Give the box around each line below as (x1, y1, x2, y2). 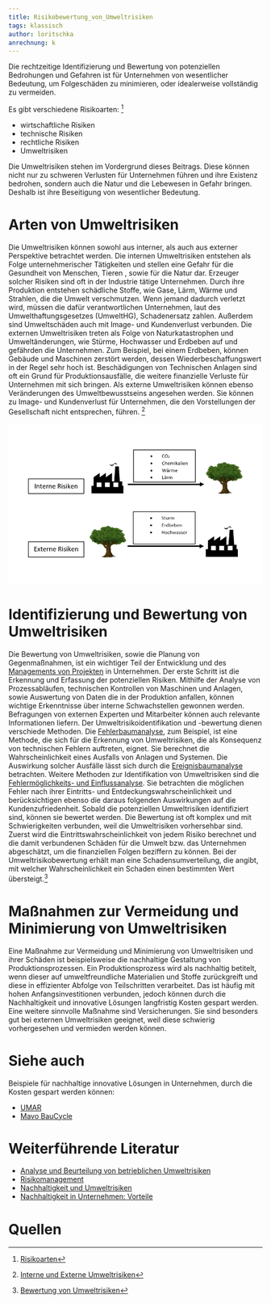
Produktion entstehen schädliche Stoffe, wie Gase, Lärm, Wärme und (8, 285, 238, 295)
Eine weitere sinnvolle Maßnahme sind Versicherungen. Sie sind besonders (8, 1006, 258, 1015)
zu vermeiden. (8, 87, 56, 97)
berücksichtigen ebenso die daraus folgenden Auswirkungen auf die (8, 796, 236, 805)
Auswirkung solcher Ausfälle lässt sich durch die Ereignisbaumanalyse (8, 761, 244, 771)
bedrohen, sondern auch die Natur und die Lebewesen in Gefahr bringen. (8, 179, 252, 188)
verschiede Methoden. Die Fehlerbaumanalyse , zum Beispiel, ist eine (8, 727, 238, 736)
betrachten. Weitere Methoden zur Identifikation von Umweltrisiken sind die (8, 770, 260, 779)
